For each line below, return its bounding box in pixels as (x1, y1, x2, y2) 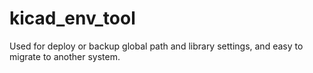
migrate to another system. (9, 50, 121, 62)
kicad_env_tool (9, 7, 136, 30)
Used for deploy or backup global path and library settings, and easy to (9, 40, 304, 52)
